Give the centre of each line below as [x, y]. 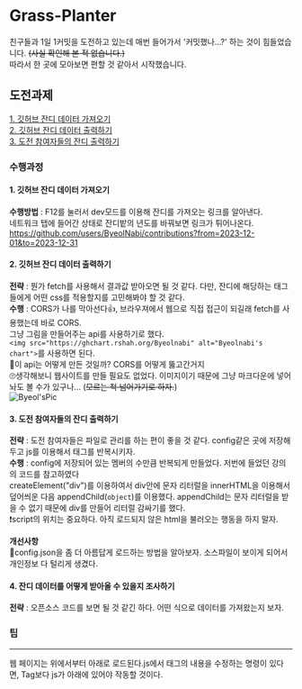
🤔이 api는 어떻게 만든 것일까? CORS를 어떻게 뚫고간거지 [107, 365]
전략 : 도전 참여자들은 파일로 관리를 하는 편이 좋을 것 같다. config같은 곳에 [138, 440]
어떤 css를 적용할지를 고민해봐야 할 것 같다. [109, 297]
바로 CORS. [61, 323]
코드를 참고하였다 [49, 475]
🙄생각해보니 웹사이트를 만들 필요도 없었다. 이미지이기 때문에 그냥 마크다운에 [142, 376]
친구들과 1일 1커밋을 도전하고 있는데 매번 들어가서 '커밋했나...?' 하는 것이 [135, 41]
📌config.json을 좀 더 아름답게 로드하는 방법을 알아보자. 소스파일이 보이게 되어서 [149, 553]
